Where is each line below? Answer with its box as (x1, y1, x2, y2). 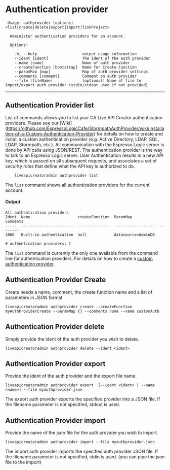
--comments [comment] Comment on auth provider (14, 74, 137, 79)
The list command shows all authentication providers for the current (5, 182, 150, 188)
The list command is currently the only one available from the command (5, 250, 158, 256)
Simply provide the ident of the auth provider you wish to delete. (5, 336, 139, 342)
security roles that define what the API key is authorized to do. (5, 163, 135, 169)
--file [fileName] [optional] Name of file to (14, 78, 142, 83)
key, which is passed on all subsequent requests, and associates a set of (5, 157, 157, 163)
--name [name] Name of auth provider (14, 60, 130, 65)
